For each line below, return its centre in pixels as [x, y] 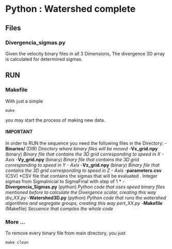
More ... [15, 222]
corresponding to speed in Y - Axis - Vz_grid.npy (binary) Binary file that [82, 165]
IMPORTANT [19, 132]
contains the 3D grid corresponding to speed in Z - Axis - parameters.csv [84, 170]
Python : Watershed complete [71, 9]
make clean [17, 243]
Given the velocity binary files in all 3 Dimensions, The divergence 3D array [85, 53]
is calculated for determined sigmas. [44, 59]
